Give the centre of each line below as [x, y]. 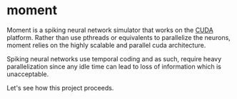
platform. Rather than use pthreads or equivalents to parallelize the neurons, [119, 37]
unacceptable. [28, 74]
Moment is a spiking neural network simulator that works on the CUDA [110, 30]
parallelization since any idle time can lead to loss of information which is [114, 66]
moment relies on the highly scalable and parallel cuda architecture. [106, 45]
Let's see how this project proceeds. [60, 88]
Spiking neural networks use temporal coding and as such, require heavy [114, 58]
